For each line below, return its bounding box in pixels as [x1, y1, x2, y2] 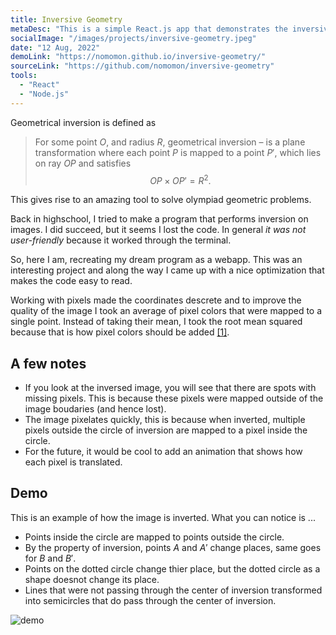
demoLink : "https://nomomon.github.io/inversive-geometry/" [10, 52, 267, 62]
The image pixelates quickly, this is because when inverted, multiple [24, 414, 306, 426]
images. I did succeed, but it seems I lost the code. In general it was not [10, 224, 307, 236]
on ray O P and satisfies [34, 157, 132, 169]
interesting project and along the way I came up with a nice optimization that [10, 264, 325, 276]
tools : [10, 71, 38, 81]
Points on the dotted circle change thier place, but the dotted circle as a [24, 562, 321, 575]
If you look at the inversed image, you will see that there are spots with [24, 382, 317, 394]
